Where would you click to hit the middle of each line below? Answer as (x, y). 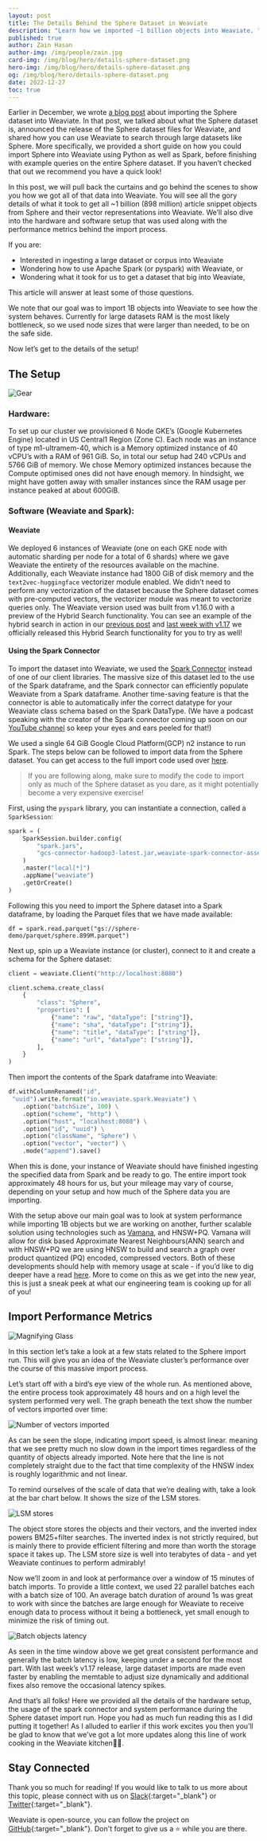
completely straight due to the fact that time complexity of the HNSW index (131, 1465)
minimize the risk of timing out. (59, 1620)
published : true (35, 38)
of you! (20, 1292)
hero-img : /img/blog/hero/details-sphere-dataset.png (99, 68)
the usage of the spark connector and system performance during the (123, 1709)
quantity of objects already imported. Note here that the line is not (116, 1457)
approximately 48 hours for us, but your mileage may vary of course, (121, 1183)
